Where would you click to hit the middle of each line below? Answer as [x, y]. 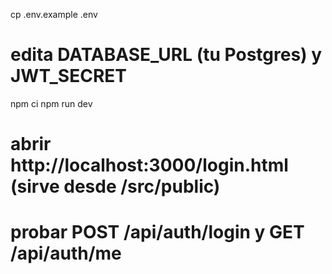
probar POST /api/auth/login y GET [157, 232]
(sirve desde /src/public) [115, 186]
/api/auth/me [66, 253]
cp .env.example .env [54, 14]
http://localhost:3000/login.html [149, 165]
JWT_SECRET [68, 76]
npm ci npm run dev [51, 103]
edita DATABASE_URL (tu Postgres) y [166, 55]
